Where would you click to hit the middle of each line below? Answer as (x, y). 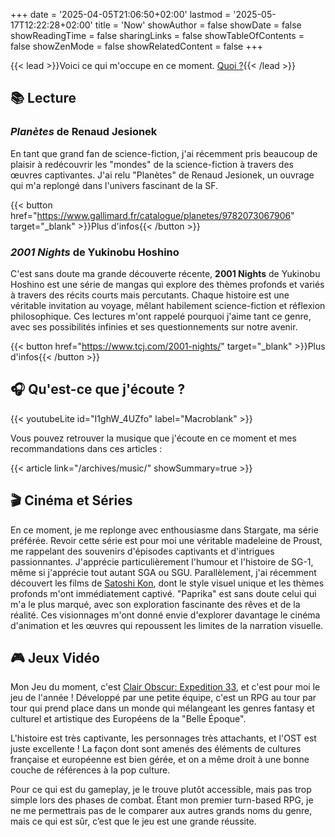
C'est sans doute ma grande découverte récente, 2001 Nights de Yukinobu (165, 273)
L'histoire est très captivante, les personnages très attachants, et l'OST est (163, 738)
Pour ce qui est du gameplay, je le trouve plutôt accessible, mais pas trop (161, 790)
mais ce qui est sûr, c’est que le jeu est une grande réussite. (133, 821)
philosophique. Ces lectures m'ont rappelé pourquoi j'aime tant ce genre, (161, 316)
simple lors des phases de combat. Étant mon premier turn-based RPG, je (162, 800)
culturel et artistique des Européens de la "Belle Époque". (128, 719)
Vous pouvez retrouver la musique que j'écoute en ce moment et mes (153, 438)
